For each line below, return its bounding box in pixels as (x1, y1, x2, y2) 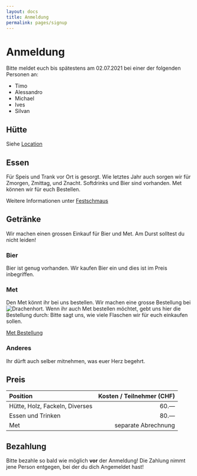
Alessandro (14, 89, 43, 96)
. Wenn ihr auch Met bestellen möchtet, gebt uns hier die (42, 305, 181, 312)
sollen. (6, 318, 22, 325)
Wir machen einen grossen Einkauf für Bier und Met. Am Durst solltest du (6, 230, 185, 237)
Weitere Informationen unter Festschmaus (6, 197, 108, 204)
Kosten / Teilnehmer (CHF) (98, 392, 176, 400)
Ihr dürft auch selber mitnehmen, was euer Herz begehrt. (6, 357, 146, 364)
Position (9, 392, 33, 400)
